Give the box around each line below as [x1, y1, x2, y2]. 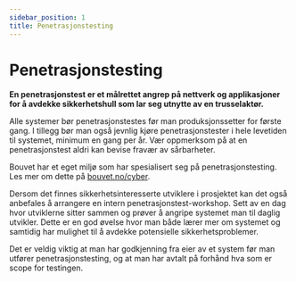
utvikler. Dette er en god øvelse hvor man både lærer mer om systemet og [9, 217, 281, 228]
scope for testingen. [9, 262, 84, 273]
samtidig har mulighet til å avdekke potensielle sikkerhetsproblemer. [9, 227, 259, 237]
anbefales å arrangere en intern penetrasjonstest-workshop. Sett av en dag [9, 198, 287, 209]
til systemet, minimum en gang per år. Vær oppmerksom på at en [9, 135, 248, 145]
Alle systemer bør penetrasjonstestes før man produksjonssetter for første [9, 116, 283, 127]
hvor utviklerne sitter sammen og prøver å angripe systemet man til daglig [9, 207, 281, 219]
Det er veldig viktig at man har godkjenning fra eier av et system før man [9, 244, 275, 254]
